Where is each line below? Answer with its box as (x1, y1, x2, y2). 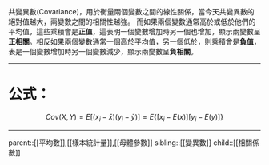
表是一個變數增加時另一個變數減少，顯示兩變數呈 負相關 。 (8, 47, 198, 56)
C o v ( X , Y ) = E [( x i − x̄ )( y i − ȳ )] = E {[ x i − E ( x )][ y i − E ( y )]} (45, 112, 224, 124)
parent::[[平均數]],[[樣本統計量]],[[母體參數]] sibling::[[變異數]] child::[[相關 (8, 138, 253, 147)
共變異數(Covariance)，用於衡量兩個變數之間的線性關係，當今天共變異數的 (8, 7, 255, 16)
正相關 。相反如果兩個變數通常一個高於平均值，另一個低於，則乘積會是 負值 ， (8, 37, 261, 46)
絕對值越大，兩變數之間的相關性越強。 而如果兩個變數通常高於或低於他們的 (8, 17, 256, 26)
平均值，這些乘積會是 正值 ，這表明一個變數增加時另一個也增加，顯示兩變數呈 (8, 27, 261, 36)
